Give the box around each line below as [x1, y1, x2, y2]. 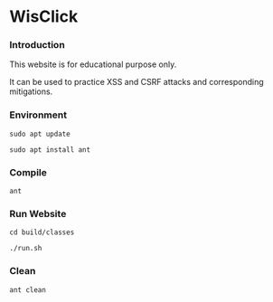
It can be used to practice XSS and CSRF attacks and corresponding [9, 77, 264, 88]
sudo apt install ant [9, 145, 91, 155]
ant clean [9, 285, 47, 295]
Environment [9, 109, 68, 121]
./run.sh [9, 244, 42, 253]
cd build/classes [9, 228, 75, 237]
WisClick [9, 6, 79, 27]
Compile [9, 165, 47, 178]
